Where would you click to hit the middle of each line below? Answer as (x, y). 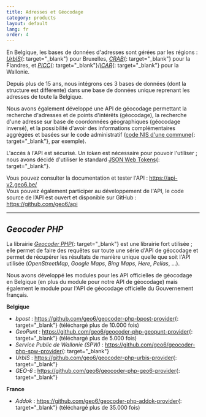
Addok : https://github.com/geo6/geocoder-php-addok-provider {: (98, 401)
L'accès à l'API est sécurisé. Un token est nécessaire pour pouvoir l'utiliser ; (102, 153)
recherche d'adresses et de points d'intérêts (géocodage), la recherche (97, 115)
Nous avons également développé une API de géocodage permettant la (97, 109)
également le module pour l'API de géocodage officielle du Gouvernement (100, 288)
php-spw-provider (39, 351)
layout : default (27, 23)
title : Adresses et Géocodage (45, 12)
